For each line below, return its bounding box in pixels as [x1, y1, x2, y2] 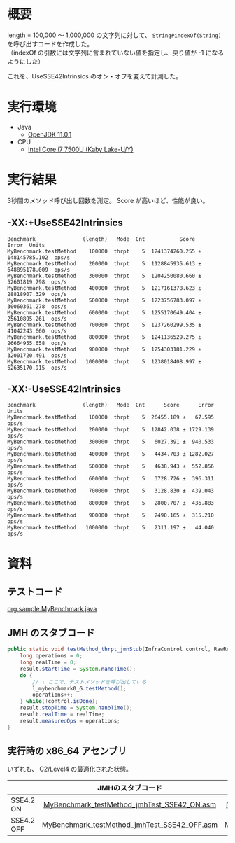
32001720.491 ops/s [7, 351, 68, 359]
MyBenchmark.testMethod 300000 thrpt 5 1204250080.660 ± [7, 272, 201, 279]
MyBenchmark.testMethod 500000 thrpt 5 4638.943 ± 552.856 [7, 463, 215, 470]
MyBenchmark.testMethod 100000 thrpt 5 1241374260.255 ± [7, 248, 201, 255]
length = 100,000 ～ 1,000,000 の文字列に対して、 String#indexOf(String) [7, 31, 222, 39]
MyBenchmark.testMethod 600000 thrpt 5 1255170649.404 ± [7, 309, 201, 316]
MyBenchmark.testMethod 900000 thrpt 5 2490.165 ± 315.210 [7, 512, 215, 519]
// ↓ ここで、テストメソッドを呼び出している [32, 678, 147, 685]
